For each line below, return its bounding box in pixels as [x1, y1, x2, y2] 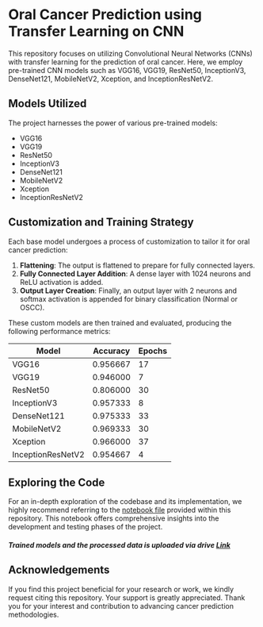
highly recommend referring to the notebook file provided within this [8, 506, 231, 515]
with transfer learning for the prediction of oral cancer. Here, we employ [8, 57, 243, 67]
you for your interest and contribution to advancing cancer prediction [8, 601, 234, 610]
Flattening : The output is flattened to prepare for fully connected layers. [19, 260, 256, 270]
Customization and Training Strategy [8, 216, 194, 229]
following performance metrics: [8, 326, 111, 336]
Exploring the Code [8, 475, 105, 489]
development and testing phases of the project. [8, 522, 163, 532]
